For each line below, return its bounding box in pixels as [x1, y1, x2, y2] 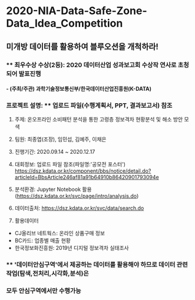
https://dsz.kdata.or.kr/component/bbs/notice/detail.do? [14, 167, 151, 174]
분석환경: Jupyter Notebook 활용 [14, 186, 92, 193]
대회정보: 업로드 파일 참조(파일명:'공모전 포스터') [14, 161, 125, 168]
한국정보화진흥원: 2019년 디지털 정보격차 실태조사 [14, 245, 129, 252]
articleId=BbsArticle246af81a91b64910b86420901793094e [14, 174, 159, 181]
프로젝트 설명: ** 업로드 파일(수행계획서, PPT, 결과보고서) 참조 [6, 101, 173, 110]
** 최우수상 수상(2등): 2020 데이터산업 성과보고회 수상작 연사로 [6, 61, 177, 69]
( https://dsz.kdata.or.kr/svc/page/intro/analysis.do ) [14, 193, 139, 200]
